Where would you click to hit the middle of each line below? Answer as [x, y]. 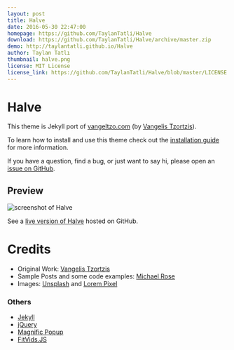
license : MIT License [39, 66]
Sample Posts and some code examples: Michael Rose [96, 276]
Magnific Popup [40, 332]
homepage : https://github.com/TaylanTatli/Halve [80, 33]
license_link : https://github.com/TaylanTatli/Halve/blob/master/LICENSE [117, 72]
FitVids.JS [32, 339]
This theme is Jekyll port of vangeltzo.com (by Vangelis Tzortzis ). [102, 126]
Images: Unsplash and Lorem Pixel [67, 284]
